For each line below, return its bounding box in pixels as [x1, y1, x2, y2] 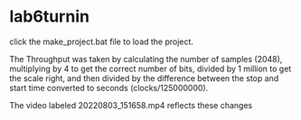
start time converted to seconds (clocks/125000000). [9, 82, 209, 93]
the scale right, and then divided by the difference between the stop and [9, 72, 279, 83]
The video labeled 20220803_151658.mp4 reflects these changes [9, 99, 253, 110]
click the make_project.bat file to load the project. [9, 36, 194, 47]
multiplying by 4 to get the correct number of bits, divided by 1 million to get [9, 63, 292, 74]
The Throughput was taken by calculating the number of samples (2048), [9, 53, 283, 64]
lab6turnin [9, 6, 90, 27]
